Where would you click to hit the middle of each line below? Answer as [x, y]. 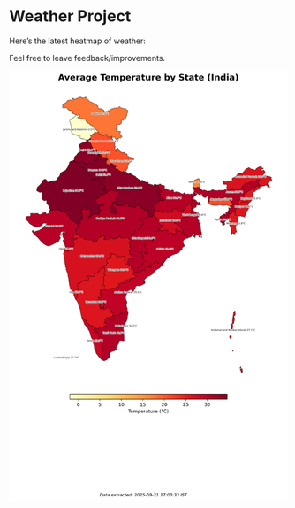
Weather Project [70, 16]
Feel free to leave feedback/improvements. [87, 58]
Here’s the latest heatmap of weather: [77, 41]
